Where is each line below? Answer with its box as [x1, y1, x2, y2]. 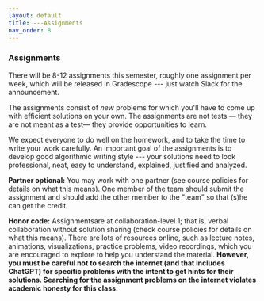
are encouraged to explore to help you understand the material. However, [8, 250, 249, 259]
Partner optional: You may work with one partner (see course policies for [8, 175, 248, 185]
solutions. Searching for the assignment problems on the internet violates [8, 275, 256, 284]
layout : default [8, 11, 62, 20]
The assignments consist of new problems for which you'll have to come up [8, 102, 255, 112]
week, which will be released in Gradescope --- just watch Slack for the [8, 78, 243, 88]
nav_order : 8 [8, 26, 52, 34]
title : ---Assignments [8, 19, 83, 27]
